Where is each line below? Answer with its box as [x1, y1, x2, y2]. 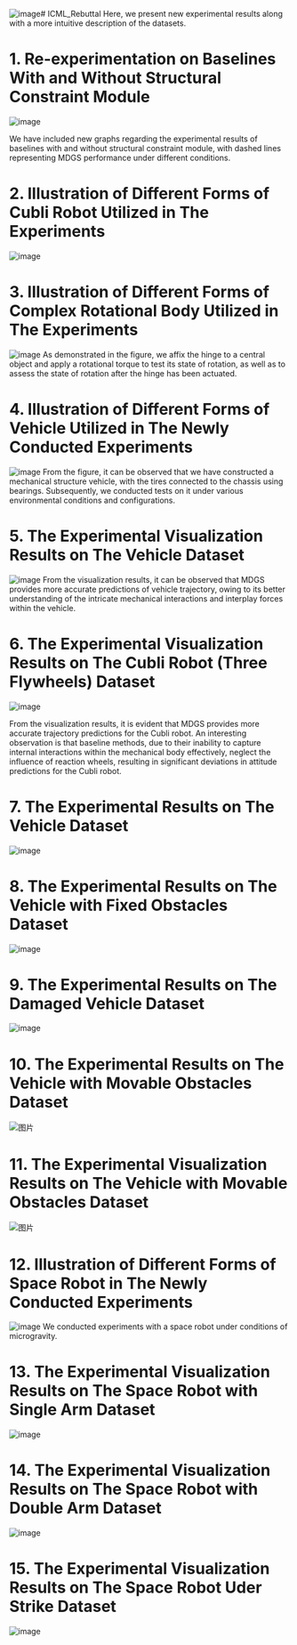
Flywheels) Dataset [9, 672, 156, 691]
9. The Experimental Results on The [9, 974, 277, 995]
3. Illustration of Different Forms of [9, 282, 269, 302]
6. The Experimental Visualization [9, 633, 264, 654]
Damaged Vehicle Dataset [9, 993, 205, 1013]
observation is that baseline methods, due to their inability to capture [9, 737, 261, 747]
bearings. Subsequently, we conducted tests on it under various [9, 485, 244, 496]
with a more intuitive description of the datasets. [9, 18, 187, 28]
